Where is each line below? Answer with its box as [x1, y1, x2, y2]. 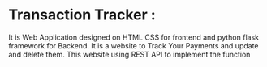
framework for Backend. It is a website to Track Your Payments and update [8, 40, 259, 50]
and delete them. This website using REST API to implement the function [8, 49, 251, 59]
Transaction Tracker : [8, 6, 156, 24]
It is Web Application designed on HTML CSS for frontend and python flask [8, 32, 260, 42]
